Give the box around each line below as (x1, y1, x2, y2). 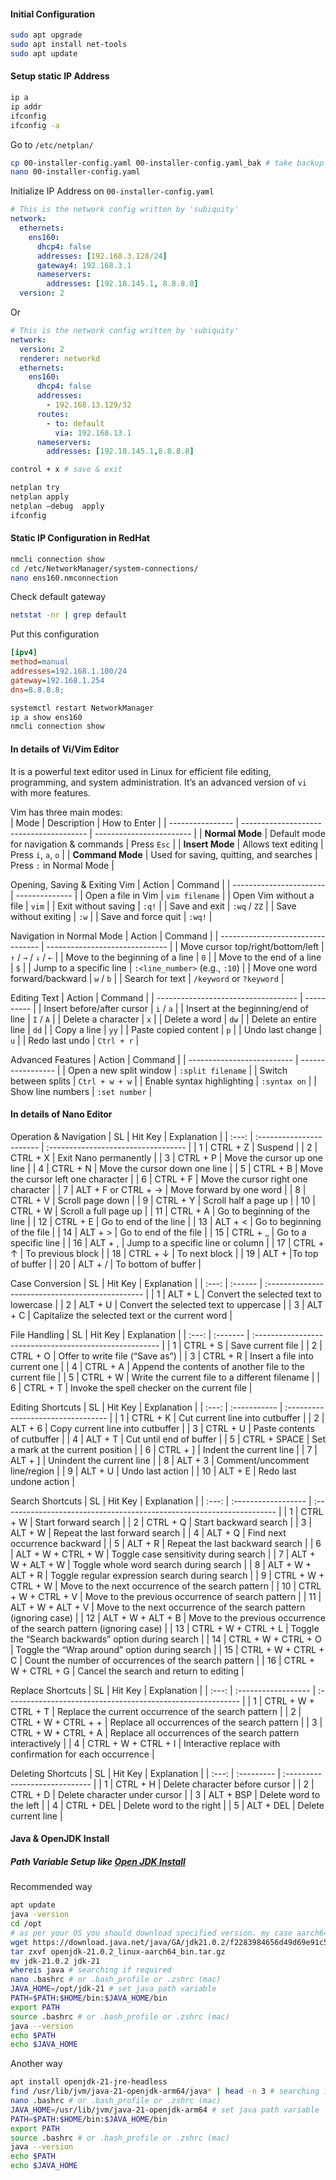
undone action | (10, 1475, 75, 1487)
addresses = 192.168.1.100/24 (10, 666, 128, 677)
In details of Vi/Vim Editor (10, 743, 120, 755)
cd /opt (10, 1919, 43, 1929)
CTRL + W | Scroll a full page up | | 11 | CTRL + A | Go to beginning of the (10, 1205, 310, 1217)
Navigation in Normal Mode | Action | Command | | (10, 930, 219, 942)
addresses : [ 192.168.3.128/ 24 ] (36, 251, 168, 261)
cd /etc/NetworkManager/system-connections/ (10, 563, 199, 574)
